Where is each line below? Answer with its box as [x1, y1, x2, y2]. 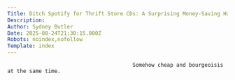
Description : [7, 17, 45, 24]
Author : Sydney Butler [7, 23, 73, 30]
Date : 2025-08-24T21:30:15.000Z [7, 29, 101, 37]
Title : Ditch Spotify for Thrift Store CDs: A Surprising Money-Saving [7, 10, 220, 17]
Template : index [7, 42, 55, 49]
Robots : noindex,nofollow [7, 36, 83, 43]
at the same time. [7, 67, 61, 74]
